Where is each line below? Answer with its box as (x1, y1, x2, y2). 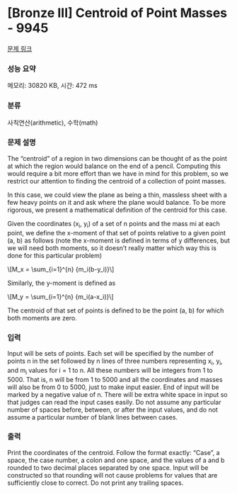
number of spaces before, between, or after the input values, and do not (7, 405, 218, 414)
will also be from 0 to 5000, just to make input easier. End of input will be (7, 383, 219, 391)
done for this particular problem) (7, 251, 103, 259)
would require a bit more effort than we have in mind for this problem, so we (7, 169, 229, 178)
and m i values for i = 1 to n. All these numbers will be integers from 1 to (7, 366, 214, 376)
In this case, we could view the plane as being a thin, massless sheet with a (7, 190, 228, 199)
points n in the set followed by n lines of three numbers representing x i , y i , (7, 357, 223, 366)
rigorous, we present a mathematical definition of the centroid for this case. (7, 206, 228, 214)
